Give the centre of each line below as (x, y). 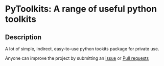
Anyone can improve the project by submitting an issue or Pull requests (77, 58)
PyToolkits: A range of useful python (81, 9)
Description (23, 37)
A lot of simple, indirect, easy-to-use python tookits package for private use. (82, 49)
